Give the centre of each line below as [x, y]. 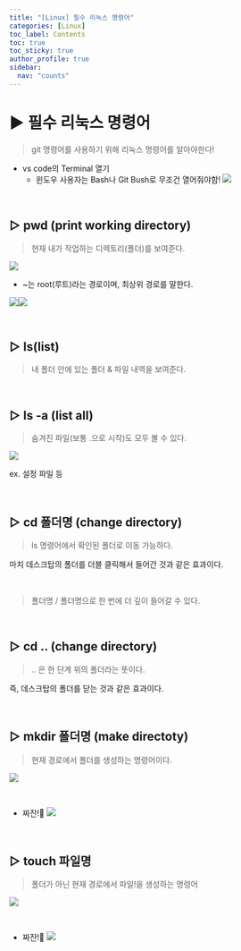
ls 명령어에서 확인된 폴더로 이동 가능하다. [102, 545]
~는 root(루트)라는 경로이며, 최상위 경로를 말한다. [108, 284]
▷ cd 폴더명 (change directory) [96, 522]
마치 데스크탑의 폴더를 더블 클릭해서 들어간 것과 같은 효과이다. [116, 564]
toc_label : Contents [48, 34]
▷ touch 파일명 [50, 861]
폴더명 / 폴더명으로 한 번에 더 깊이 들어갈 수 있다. [116, 600]
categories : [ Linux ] [48, 26]
